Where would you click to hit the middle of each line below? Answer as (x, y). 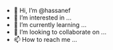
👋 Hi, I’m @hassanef (42, 10)
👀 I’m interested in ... (42, 18)
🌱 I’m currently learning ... (50, 25)
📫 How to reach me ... (45, 40)
